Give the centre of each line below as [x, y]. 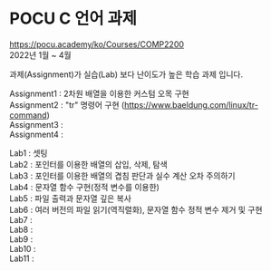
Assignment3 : [36, 124]
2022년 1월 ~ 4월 [40, 54]
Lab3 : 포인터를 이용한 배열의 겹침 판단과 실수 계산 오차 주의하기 [122, 175]
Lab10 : [23, 248]
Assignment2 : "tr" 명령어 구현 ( [67, 104]
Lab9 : [21, 239]
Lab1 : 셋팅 [29, 153]
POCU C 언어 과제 [73, 19]
